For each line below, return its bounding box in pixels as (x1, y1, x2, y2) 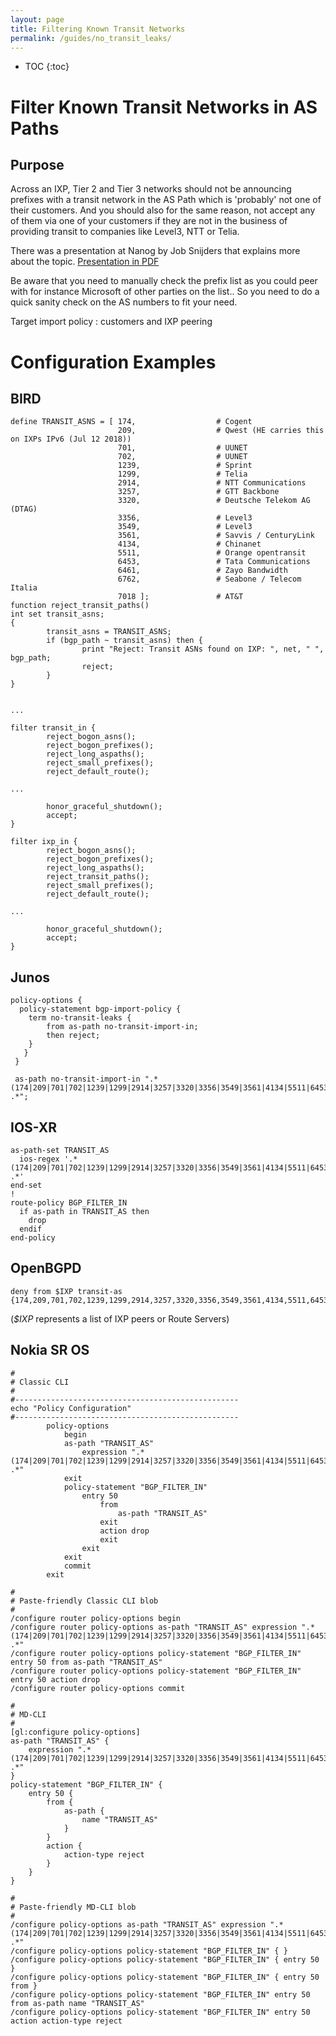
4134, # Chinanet (117, 539, 262, 550)
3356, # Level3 (117, 513, 253, 523)
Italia (10, 583, 38, 593)
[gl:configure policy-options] (10, 1727, 141, 1737)
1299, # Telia (117, 469, 248, 480)
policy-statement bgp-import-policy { (19, 1004, 182, 1015)
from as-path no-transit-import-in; (46, 1022, 199, 1032)
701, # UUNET (117, 443, 248, 453)
